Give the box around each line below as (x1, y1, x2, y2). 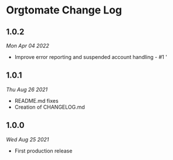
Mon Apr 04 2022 (6, 42, 49, 49)
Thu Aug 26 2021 (6, 86, 48, 93)
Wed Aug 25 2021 (6, 135, 49, 143)
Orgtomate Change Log (6, 4, 122, 17)
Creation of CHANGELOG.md (14, 103, 85, 110)
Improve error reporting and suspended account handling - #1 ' (14, 54, 167, 60)
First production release (14, 147, 73, 154)
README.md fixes (14, 97, 59, 104)
